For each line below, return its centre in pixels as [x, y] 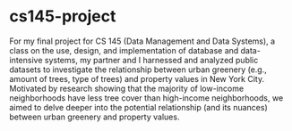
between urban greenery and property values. [94, 117]
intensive [26, 60]
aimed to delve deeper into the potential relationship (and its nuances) [138, 107]
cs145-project [63, 16]
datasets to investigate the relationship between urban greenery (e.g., [138, 70]
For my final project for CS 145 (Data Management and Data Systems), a [142, 41]
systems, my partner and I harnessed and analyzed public [151, 60]
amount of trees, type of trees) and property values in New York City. [137, 78]
